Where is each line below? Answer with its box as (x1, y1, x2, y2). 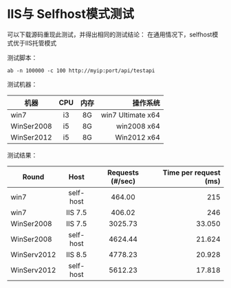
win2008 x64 (115, 121, 160, 131)
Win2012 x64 (115, 132, 160, 142)
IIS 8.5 (66, 250, 87, 259)
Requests (107, 168, 140, 177)
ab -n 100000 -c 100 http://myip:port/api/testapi (7, 67, 155, 74)
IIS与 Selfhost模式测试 (7, 6, 134, 22)
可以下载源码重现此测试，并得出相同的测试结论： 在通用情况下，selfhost (7, 30, 212, 38)
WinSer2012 (10, 132, 53, 142)
